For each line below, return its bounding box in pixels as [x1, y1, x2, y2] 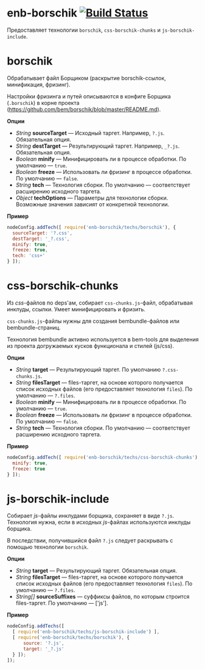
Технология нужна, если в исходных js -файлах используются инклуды [7, 519, 191, 526]
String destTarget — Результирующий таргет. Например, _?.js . [15, 142, 180, 150]
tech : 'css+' [12, 253, 46, 259]
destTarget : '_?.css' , [12, 236, 70, 242]
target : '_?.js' [23, 646, 64, 652]
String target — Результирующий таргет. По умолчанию [15, 366, 161, 373]
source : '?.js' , [23, 640, 64, 646]
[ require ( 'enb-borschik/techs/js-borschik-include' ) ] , [12, 629, 160, 635]
